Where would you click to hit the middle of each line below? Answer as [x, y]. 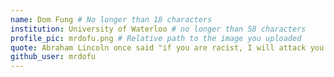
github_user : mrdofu [53, 57]
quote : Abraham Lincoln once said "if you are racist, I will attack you [167, 47]
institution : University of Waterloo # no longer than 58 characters [158, 29]
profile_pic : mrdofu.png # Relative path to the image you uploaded [156, 38]
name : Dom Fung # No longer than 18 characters [111, 19]
